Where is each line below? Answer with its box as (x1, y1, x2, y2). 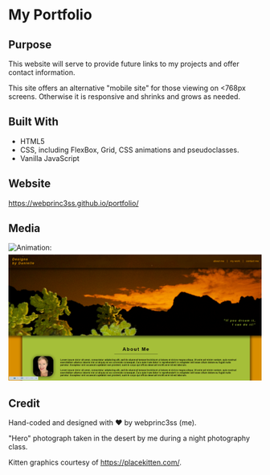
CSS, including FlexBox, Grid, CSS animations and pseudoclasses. (19, 145, 239, 155)
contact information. (8, 68, 76, 77)
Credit (8, 396, 40, 410)
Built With (8, 115, 59, 129)
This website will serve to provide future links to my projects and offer (8, 59, 239, 68)
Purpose (8, 38, 52, 52)
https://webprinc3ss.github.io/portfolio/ (8, 198, 139, 208)
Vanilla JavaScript (19, 153, 80, 163)
